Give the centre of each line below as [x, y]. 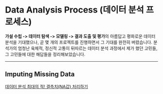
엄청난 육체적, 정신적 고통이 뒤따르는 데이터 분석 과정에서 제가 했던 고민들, [88, 48]
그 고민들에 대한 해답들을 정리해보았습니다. [45, 54]
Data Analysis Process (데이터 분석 [74, 10]
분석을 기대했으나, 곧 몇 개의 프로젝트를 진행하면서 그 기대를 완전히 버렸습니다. [79, 42]
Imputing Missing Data [40, 74]
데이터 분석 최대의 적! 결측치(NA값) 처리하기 [47, 86]
